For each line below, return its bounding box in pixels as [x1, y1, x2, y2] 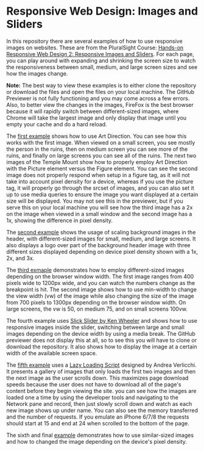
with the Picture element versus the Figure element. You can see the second [6, 165, 198, 172]
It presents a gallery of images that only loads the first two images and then [6, 367, 196, 375]
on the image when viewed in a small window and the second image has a [6, 210, 192, 217]
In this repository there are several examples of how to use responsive [6, 37, 183, 45]
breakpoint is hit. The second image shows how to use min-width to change [6, 286, 197, 293]
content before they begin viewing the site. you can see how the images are [6, 387, 197, 394]
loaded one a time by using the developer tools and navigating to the [6, 394, 178, 401]
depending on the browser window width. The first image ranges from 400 [6, 273, 194, 280]
